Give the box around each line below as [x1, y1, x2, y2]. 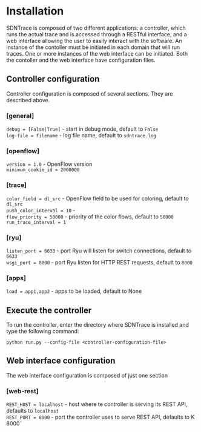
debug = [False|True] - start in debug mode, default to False [6, 125, 159, 133]
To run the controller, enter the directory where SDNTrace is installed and [6, 321, 189, 329]
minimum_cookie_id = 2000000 [6, 167, 80, 173]
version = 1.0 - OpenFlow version [6, 160, 93, 168]
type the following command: [6, 328, 79, 335]
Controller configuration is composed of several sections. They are [6, 90, 173, 97]
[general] [6, 111, 35, 120]
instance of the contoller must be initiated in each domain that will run [6, 44, 180, 51]
